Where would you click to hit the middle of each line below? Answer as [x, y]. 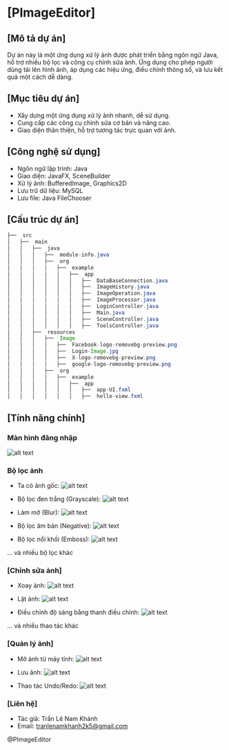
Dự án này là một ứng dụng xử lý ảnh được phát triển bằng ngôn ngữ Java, [113, 55]
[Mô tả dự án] [37, 38]
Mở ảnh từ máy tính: [46, 659]
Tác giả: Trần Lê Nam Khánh [57, 719]
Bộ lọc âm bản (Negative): [54, 526]
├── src [20, 236]
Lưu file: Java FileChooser [54, 198]
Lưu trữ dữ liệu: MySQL [50, 190]
